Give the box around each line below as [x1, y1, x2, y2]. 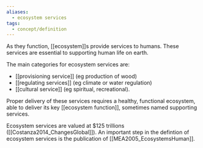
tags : [6, 20, 20, 26]
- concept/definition [12, 26, 67, 32]
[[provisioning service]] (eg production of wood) [15, 72, 138, 80]
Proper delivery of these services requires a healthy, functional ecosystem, [6, 97, 196, 105]
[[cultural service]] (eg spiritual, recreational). [15, 86, 130, 93]
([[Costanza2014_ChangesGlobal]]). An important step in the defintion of [6, 129, 190, 136]
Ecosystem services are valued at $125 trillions [6, 122, 125, 130]
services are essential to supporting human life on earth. [6, 49, 149, 57]
